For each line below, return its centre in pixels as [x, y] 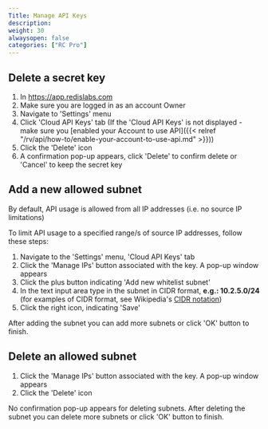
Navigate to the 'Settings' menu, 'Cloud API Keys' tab [107, 257]
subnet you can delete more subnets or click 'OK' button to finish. [116, 416]
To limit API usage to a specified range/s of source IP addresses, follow [125, 233]
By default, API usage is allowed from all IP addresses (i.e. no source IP [125, 209]
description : [30, 23]
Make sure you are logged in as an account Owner [102, 105]
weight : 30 [26, 30]
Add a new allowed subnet [75, 189]
